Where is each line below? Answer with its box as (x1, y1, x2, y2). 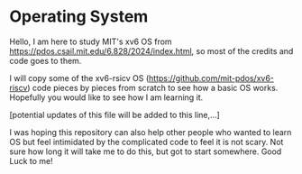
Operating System (9, 6, 149, 27)
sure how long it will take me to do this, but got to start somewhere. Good (9, 146, 282, 157)
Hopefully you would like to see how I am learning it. (9, 92, 204, 103)
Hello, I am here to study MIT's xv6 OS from (9, 36, 173, 47)
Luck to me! (9, 155, 54, 166)
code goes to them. (9, 55, 82, 66)
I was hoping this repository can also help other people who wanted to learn (9, 126, 292, 137)
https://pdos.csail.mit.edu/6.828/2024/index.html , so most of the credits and (9, 45, 294, 56)
